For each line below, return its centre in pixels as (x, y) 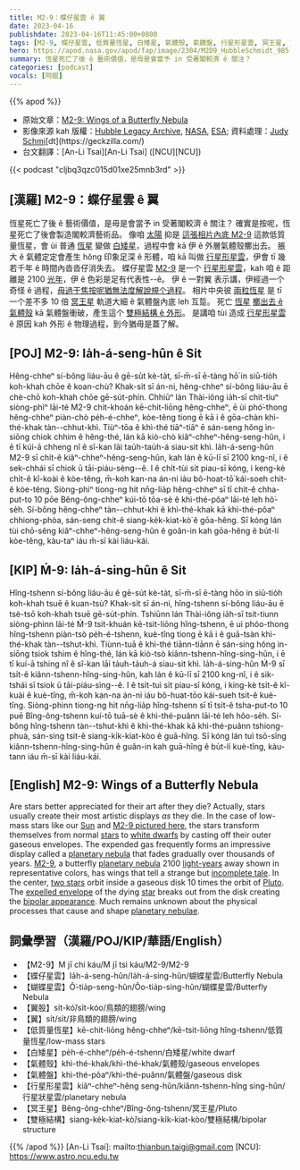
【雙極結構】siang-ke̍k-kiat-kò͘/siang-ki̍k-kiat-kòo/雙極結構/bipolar (145, 1119)
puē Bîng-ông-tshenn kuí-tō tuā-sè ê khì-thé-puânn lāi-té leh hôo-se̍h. (139, 716)
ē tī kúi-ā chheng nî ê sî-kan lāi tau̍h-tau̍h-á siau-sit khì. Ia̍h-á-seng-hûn (142, 447)
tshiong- (268, 726)
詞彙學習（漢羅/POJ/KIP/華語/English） (119, 941)
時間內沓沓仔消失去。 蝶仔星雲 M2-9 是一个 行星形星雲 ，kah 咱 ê (161, 267)
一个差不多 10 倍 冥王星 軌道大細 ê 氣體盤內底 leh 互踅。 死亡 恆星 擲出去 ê (146, 301)
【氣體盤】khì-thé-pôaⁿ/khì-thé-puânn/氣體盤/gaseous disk (132, 1074)
